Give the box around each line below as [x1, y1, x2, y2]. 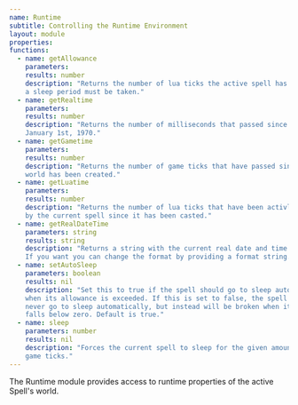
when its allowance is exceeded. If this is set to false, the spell [25, 294, 288, 303]
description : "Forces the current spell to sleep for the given [25, 343, 268, 352]
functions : [9, 46, 50, 55]
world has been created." [25, 170, 122, 179]
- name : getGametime [17, 137, 93, 146]
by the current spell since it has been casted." [25, 210, 213, 220]
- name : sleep [17, 319, 69, 328]
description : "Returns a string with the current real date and [25, 244, 268, 253]
